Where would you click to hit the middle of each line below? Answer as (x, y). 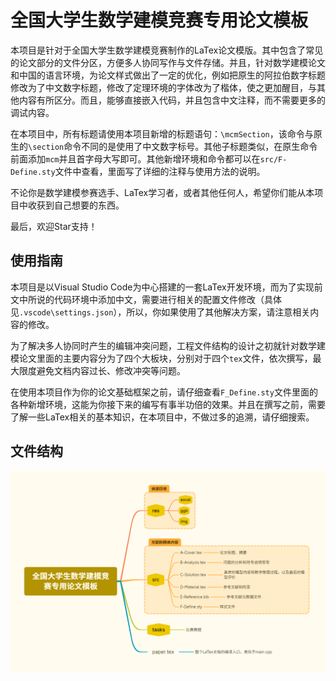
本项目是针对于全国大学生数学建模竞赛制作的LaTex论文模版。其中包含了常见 (167, 50)
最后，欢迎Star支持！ (54, 226)
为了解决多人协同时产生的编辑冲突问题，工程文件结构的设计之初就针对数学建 (168, 345)
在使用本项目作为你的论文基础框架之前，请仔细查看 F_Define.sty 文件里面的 (164, 392)
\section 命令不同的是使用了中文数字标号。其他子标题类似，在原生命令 (173, 146)
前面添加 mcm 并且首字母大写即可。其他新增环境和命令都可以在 (135, 158)
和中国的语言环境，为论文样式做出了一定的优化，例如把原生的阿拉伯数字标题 (168, 75)
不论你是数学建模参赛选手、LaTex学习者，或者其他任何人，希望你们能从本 (162, 192)
